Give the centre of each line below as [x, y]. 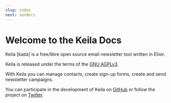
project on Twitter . [25, 95]
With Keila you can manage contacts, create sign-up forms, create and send [86, 74]
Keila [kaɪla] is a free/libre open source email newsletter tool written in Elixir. [85, 54]
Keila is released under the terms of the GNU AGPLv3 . [62, 64]
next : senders [20, 15]
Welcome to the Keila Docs [63, 40]
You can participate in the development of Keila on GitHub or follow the [80, 90]
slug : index [18, 10]
